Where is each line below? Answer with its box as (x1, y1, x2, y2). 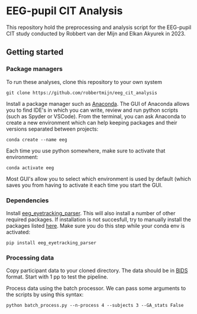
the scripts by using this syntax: (6, 291, 84, 298)
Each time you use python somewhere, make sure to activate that (6, 147, 166, 154)
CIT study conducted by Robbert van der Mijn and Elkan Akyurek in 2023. (6, 30, 186, 37)
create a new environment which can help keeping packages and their (6, 119, 177, 126)
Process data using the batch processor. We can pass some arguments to (6, 285, 186, 292)
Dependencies (6, 196, 49, 205)
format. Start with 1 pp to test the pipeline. (6, 273, 108, 280)
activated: (6, 228, 31, 235)
